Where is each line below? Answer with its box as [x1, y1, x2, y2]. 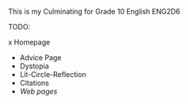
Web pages [19, 87, 58, 96]
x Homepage [8, 37, 51, 47]
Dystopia [19, 61, 49, 71]
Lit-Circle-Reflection [19, 70, 86, 79]
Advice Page [19, 53, 62, 62]
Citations [19, 79, 49, 87]
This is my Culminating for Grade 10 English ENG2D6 [8, 7, 181, 16]
